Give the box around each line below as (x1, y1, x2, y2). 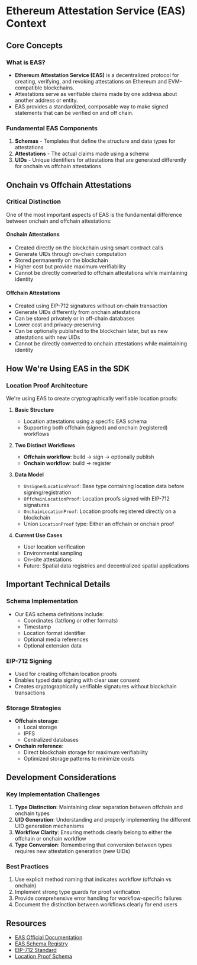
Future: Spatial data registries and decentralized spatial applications (23, 562, 189, 569)
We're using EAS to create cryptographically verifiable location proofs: (6, 395, 178, 402)
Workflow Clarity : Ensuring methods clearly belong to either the (14, 828, 172, 836)
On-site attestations (23, 556, 72, 563)
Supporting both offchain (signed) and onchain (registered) (23, 424, 168, 431)
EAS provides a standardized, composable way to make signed (14, 102, 169, 110)
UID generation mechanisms (14, 822, 85, 829)
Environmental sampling (23, 549, 83, 556)
